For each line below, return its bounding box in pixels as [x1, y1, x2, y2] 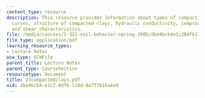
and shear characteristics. [12, 26, 84, 32]
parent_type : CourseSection [6, 65, 78, 72]
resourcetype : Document [6, 71, 67, 77]
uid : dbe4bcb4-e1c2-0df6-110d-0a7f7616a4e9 [6, 83, 119, 89]
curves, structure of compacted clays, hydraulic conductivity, [12, 20, 179, 26]
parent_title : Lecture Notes [6, 60, 81, 66]
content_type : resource [6, 9, 67, 15]
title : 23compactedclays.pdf [6, 77, 81, 83]
